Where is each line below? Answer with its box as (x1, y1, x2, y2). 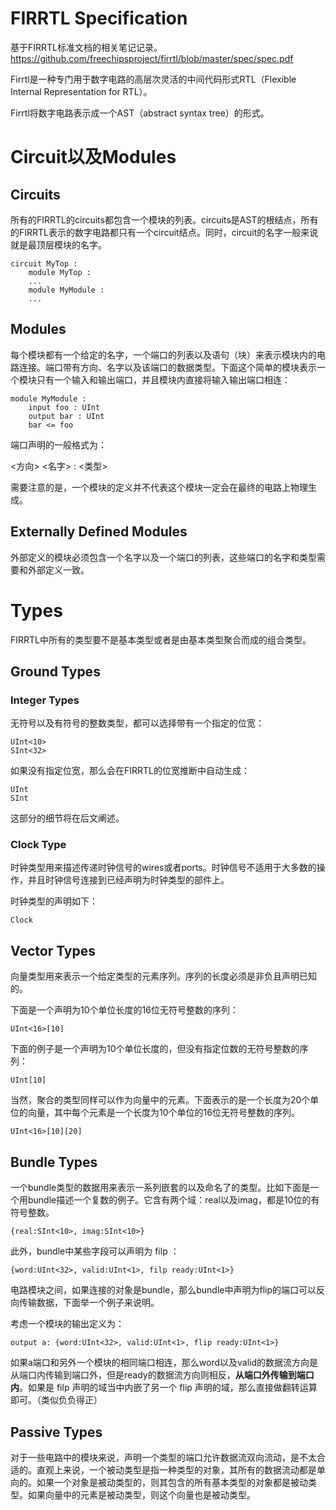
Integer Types (10, 693, 80, 707)
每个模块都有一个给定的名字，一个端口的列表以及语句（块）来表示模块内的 (10, 348, 317, 361)
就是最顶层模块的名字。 (10, 238, 107, 251)
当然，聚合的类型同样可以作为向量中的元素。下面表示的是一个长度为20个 (10, 1094, 311, 1106)
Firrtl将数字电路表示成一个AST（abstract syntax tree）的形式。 (10, 107, 270, 119)
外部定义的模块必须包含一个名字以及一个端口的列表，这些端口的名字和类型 (10, 551, 317, 563)
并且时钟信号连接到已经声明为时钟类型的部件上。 (27, 874, 230, 886)
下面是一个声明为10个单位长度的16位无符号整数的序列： (10, 1004, 239, 1016)
